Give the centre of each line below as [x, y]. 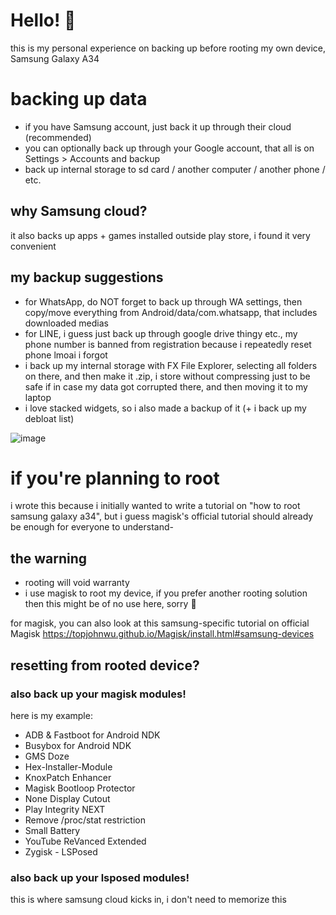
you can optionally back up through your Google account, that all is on [169, 148]
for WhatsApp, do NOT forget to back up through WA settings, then [163, 301]
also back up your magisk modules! [98, 694]
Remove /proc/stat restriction [85, 820]
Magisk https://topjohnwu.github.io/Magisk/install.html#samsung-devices [162, 634]
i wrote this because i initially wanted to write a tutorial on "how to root [155, 506]
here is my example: [51, 715]
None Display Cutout [67, 798]
